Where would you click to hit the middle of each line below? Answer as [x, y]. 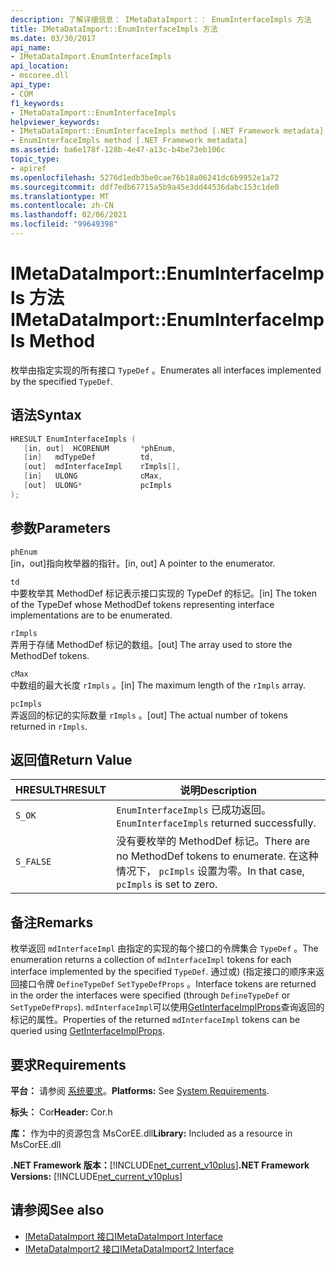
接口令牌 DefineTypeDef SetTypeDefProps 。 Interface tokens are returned [167, 984]
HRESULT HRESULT [61, 790]
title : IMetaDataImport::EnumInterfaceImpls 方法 [114, 29]
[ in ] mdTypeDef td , [89, 457]
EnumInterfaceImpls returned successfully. [216, 823]
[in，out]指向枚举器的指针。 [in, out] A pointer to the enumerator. [143, 563]
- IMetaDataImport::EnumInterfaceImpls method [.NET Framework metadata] [167, 131]
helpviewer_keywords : [55, 122]
